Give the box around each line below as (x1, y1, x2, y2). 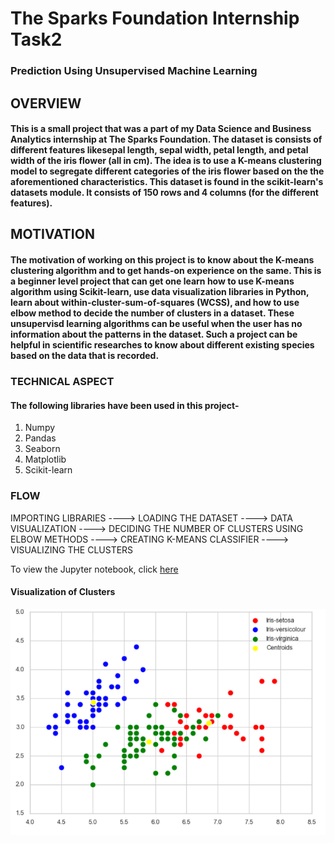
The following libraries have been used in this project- (10, 399, 240, 411)
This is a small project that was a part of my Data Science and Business (10, 123, 312, 135)
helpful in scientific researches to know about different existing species (10, 339, 315, 351)
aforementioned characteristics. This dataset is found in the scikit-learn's (10, 176, 324, 188)
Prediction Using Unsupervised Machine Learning (10, 64, 258, 78)
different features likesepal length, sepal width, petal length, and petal (10, 144, 309, 156)
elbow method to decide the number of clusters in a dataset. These (10, 307, 295, 319)
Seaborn (24, 443, 61, 455)
